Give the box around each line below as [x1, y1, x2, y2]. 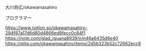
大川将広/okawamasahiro [5, 4, 57, 10]
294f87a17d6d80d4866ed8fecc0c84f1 [5, 30, 86, 36]
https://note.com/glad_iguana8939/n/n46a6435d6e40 [5, 35, 118, 41]
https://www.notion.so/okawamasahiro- [5, 25, 88, 31]
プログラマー [5, 15, 32, 21]
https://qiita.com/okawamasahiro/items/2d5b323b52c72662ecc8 [5, 41, 141, 46]
